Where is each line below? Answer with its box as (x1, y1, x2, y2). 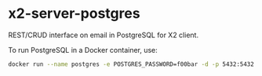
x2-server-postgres (8, 5, 140, 22)
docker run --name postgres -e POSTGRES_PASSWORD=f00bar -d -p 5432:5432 (8, 60, 255, 68)
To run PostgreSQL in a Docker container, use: (8, 45, 158, 54)
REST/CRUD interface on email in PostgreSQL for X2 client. (8, 30, 198, 40)
